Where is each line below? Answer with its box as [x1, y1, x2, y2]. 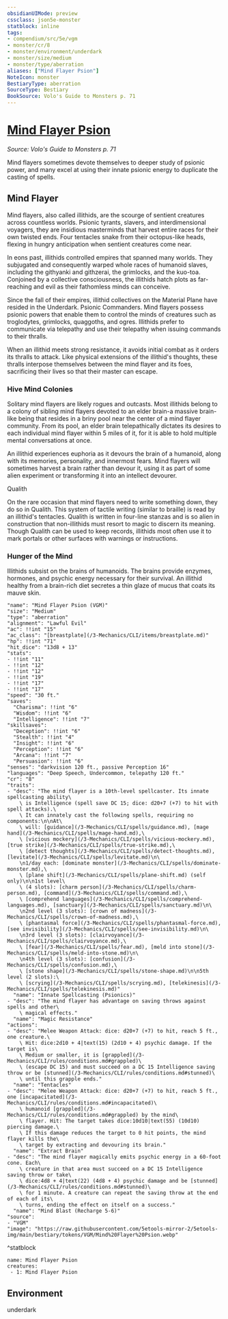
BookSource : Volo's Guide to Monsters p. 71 [7, 93, 136, 100]
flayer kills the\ [7, 1135, 59, 1143]
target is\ [7, 1046, 38, 1052]
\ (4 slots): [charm [19, 884, 78, 891]
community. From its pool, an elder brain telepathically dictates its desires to [7, 422, 222, 430]
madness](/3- [119, 908, 157, 915]
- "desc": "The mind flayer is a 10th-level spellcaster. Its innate [7, 788, 210, 795]
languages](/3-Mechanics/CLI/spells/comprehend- [61, 896, 203, 903]
